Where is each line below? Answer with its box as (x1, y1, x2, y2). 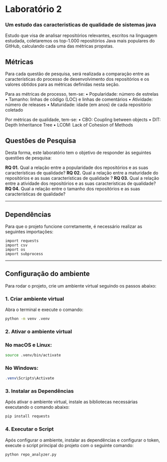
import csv (5, 243, 28, 248)
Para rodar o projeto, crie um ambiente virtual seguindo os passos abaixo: (5, 283, 157, 289)
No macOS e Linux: (5, 341, 52, 348)
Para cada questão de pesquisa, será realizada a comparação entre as (5, 71, 150, 77)
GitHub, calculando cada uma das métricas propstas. (5, 43, 114, 49)
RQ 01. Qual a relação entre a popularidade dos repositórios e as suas (5, 164, 148, 170)
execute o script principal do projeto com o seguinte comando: (5, 442, 134, 448)
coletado (5, 107, 23, 113)
